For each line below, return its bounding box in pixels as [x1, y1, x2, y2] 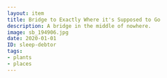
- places [7, 60, 32, 67]
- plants [7, 54, 32, 61]
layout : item [7, 9, 44, 17]
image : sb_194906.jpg [7, 28, 69, 36]
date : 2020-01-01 [7, 35, 57, 42]
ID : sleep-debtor [7, 41, 57, 48]
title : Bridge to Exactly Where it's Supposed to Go [7, 16, 161, 23]
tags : [7, 48, 23, 55]
